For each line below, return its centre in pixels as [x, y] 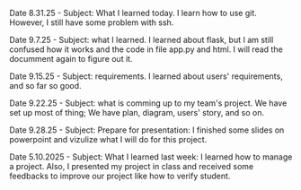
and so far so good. [46, 86]
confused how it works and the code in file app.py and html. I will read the [146, 49]
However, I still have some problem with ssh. [92, 22]
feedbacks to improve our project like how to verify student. [120, 176]
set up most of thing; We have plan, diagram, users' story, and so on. [137, 112]
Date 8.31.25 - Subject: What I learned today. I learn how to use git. [133, 13]
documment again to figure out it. [71, 59]
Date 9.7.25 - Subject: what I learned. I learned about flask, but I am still [142, 40]
